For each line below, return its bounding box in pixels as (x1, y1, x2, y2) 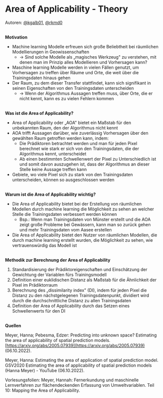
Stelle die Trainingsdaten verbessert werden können (12, 211, 117, 217)
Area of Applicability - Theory (5, 3, 128, 15)
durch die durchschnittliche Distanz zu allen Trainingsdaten (12, 297, 131, 303)
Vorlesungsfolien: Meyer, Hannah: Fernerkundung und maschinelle (5, 377, 139, 383)
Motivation (5, 34, 28, 40)
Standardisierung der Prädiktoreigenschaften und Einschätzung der (12, 266, 147, 272)
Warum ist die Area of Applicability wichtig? (5, 191, 96, 197)
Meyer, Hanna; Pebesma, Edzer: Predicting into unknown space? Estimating (5, 332, 157, 338)
